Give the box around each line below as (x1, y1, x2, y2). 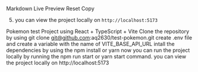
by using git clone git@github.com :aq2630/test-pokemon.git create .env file (6, 34, 192, 41)
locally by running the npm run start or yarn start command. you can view (6, 53, 186, 60)
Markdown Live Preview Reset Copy (6, 5, 95, 12)
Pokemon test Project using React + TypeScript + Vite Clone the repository (6, 28, 190, 35)
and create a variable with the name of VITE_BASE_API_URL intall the (6, 41, 175, 47)
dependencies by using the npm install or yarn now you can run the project (6, 47, 190, 54)
